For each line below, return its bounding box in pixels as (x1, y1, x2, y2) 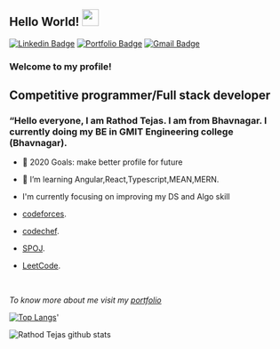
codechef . (21, 226, 60, 237)
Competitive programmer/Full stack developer (9, 88, 271, 103)
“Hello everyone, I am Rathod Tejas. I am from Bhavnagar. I (9, 115, 268, 127)
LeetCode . (21, 260, 61, 272)
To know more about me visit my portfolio (9, 295, 162, 305)
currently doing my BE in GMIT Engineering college (9, 126, 234, 138)
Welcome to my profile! (9, 60, 113, 72)
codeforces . (21, 208, 67, 219)
